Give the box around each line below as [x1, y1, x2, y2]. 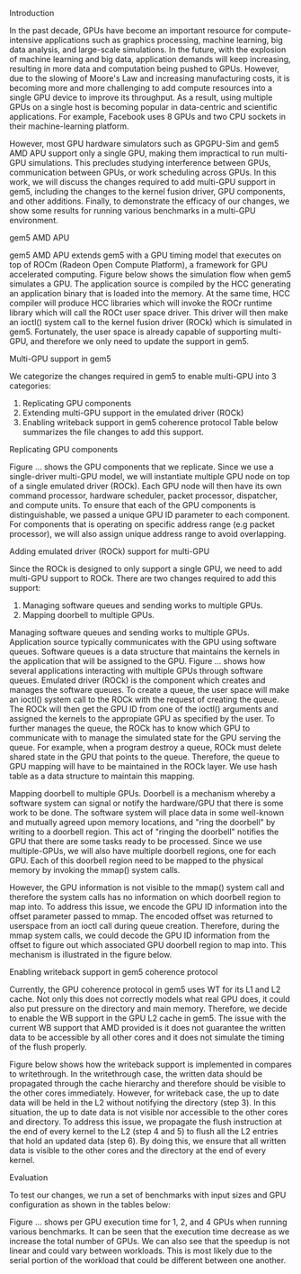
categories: [9, 380, 51, 391]
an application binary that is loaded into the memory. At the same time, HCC [9, 288, 290, 298]
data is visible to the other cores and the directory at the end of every [9, 1145, 267, 1156]
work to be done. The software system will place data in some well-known [9, 807, 285, 818]
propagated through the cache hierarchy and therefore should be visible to [9, 1078, 286, 1088]
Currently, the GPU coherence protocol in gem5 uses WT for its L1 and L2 [9, 984, 281, 995]
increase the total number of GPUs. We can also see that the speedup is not [9, 1236, 290, 1246]
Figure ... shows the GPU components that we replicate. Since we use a [9, 461, 274, 472]
